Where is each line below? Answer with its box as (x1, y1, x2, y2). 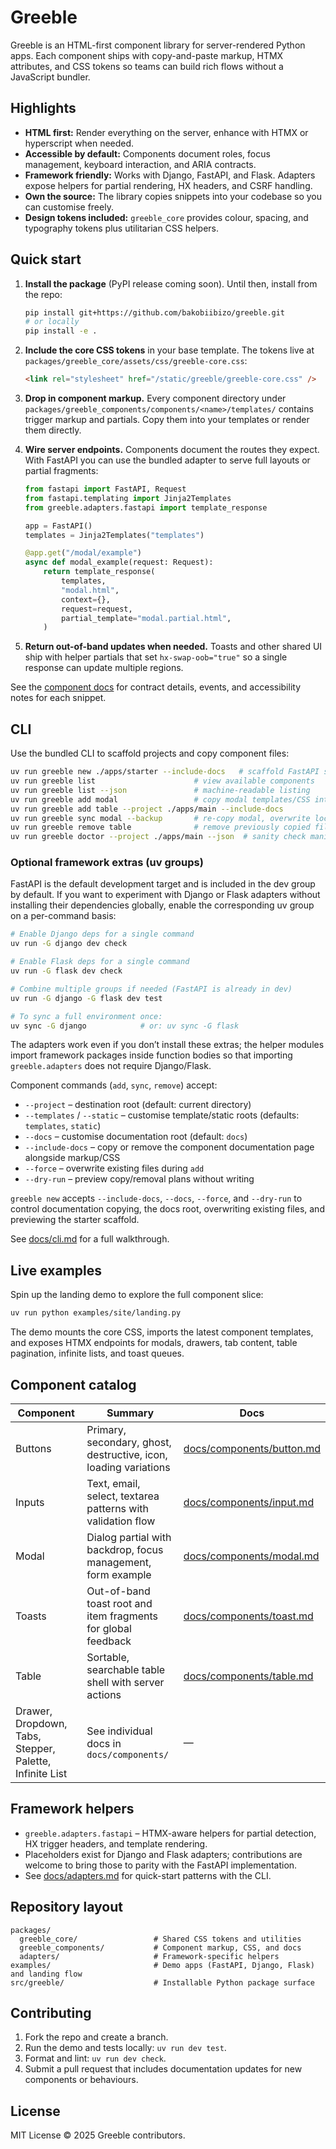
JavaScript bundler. (10, 71, 91, 83)
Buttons (15, 1441, 52, 1455)
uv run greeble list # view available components (10, 776, 315, 786)
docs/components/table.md (183, 1669, 314, 1683)
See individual (86, 1724, 153, 1738)
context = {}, (61, 594, 111, 605)
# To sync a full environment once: (10, 1011, 163, 1021)
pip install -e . (24, 326, 98, 336)
